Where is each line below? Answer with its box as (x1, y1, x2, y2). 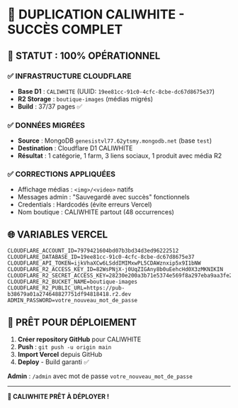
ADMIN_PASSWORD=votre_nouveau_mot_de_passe (7, 297, 138, 304)
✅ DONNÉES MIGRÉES (7, 120, 85, 130)
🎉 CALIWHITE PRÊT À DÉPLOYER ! (7, 392, 110, 401)
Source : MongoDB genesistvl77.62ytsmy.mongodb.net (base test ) (17, 136, 212, 145)
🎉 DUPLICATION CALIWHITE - (7, 6, 185, 23)
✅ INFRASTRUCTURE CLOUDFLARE (7, 71, 132, 81)
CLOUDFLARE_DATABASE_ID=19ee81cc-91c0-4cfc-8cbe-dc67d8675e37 (7, 253, 195, 261)
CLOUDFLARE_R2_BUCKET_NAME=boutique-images (7, 278, 138, 286)
